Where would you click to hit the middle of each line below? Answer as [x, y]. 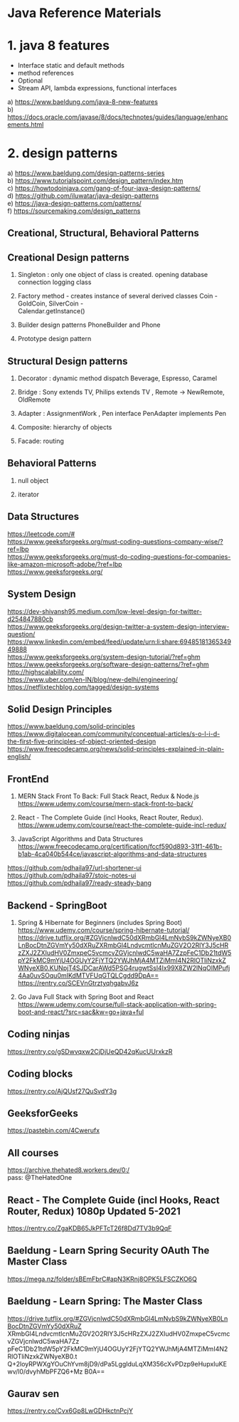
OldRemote [34, 399]
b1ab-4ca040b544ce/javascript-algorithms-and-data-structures [112, 854]
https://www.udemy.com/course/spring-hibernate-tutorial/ [103, 930]
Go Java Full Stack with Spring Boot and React [86, 997]
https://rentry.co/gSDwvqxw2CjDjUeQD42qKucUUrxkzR [90, 1051]
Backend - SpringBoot [57, 905]
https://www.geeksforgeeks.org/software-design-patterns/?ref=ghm [108, 664]
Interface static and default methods [71, 66]
